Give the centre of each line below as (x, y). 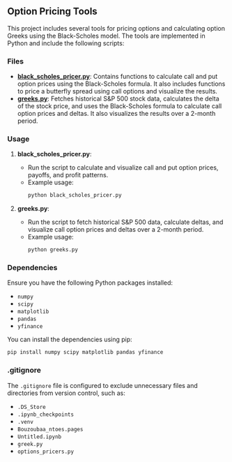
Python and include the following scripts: (66, 43)
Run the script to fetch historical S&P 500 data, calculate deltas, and (125, 222)
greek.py (30, 444)
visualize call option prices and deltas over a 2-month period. (116, 230)
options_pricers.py (46, 452)
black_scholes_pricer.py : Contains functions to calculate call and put (117, 77)
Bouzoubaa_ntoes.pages (50, 429)
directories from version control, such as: (66, 393)
